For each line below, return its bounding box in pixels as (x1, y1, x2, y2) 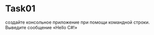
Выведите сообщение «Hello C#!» (5, 24, 78, 30)
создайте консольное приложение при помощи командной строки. (5, 19, 150, 25)
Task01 (5, 3, 36, 14)
